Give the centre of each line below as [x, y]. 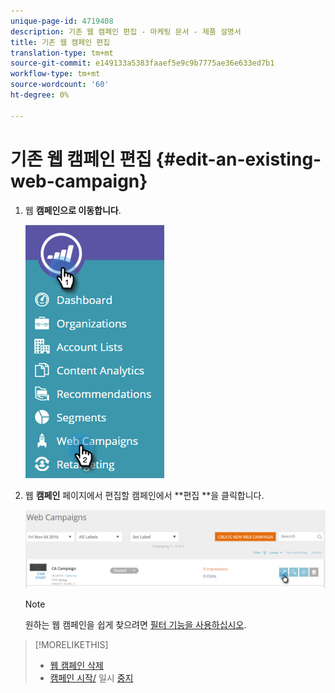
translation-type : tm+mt [62, 53]
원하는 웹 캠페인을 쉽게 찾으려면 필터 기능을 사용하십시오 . [135, 624]
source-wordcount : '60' [60, 85]
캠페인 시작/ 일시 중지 [91, 677]
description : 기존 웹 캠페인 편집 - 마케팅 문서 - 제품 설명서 [126, 31]
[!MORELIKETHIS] [71, 644]
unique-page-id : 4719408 [62, 21]
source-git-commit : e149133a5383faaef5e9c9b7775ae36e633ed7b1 [142, 63]
